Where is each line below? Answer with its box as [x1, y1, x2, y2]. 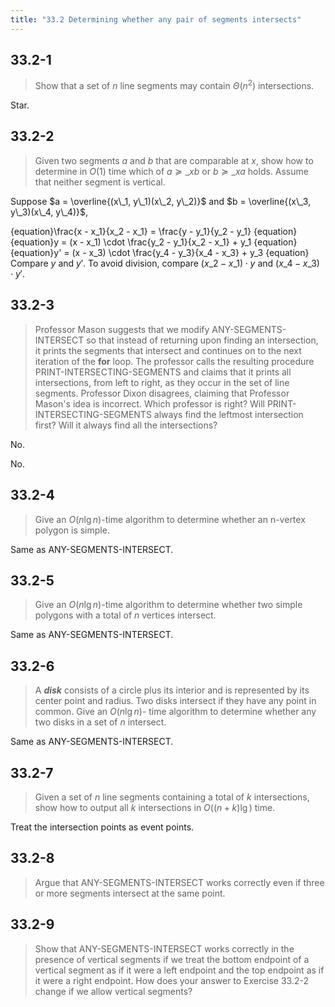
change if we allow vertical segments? [34, 985, 193, 997]
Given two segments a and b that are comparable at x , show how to [34, 154, 314, 166]
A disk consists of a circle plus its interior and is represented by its [34, 684, 310, 696]
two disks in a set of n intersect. [34, 716, 167, 728]
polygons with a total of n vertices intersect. [34, 609, 217, 621]
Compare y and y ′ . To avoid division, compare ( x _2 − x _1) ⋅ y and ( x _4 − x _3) [10, 257, 320, 269]
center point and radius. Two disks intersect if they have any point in [34, 695, 317, 707]
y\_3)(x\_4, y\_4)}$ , [10, 206, 88, 218]
